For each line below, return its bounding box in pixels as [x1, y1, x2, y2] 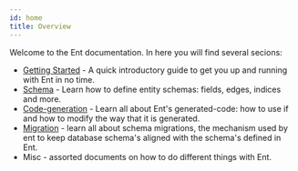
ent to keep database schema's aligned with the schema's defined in [22, 132, 282, 143]
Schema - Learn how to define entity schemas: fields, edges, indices [22, 84, 282, 95]
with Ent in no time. [22, 74, 96, 85]
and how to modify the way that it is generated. [22, 113, 200, 124]
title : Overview [9, 22, 71, 31]
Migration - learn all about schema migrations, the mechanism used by [22, 122, 289, 133]
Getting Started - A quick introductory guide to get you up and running [22, 65, 288, 75]
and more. [22, 93, 62, 105]
